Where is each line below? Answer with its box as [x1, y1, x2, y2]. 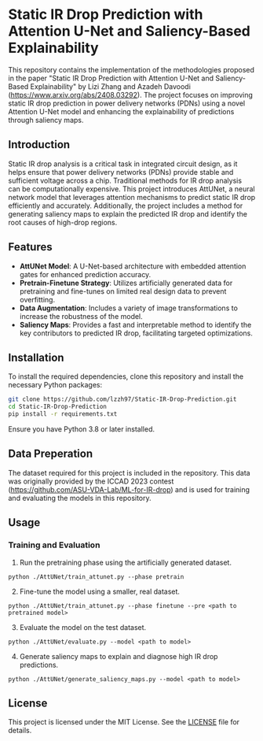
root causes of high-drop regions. [8, 217, 118, 227]
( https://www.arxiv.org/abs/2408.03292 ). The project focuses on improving [8, 90, 254, 99]
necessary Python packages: [8, 380, 103, 390]
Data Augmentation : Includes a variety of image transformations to [19, 303, 238, 313]
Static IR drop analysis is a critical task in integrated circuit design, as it [8, 159, 238, 169]
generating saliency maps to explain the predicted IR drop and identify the [8, 209, 247, 218]
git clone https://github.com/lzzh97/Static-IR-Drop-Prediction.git [8, 395, 237, 403]
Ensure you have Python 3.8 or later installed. [8, 424, 155, 434]
